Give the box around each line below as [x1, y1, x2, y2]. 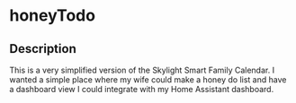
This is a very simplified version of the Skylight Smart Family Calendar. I [9, 64, 275, 75]
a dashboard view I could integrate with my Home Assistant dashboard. [9, 84, 274, 94]
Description [9, 41, 76, 56]
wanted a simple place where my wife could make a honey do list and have [9, 74, 287, 85]
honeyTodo [9, 5, 96, 26]
